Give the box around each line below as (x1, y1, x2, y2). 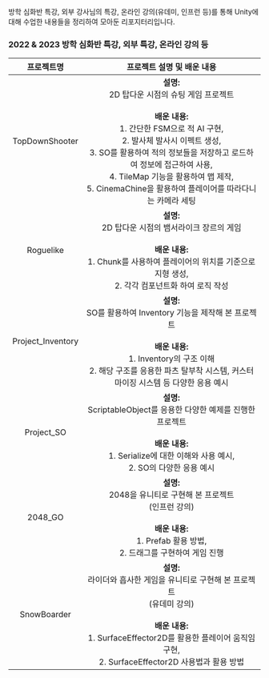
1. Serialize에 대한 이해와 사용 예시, (107, 451, 235, 462)
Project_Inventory (12, 335, 78, 347)
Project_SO (24, 427, 66, 438)
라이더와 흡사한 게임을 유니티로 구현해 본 (87, 575, 231, 586)
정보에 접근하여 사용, (139, 159, 214, 171)
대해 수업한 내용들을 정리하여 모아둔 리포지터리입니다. (8, 17, 175, 26)
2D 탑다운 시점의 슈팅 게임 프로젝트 (109, 89, 235, 100)
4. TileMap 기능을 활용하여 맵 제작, (109, 171, 235, 183)
